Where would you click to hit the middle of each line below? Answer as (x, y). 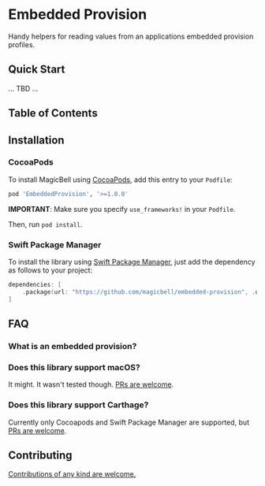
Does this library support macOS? (74, 367)
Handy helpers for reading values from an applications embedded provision (131, 36)
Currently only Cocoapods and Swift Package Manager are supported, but (129, 422)
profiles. (22, 44)
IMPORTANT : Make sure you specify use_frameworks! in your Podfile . (122, 209)
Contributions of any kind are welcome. (72, 474)
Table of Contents (53, 113)
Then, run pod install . (45, 224)
